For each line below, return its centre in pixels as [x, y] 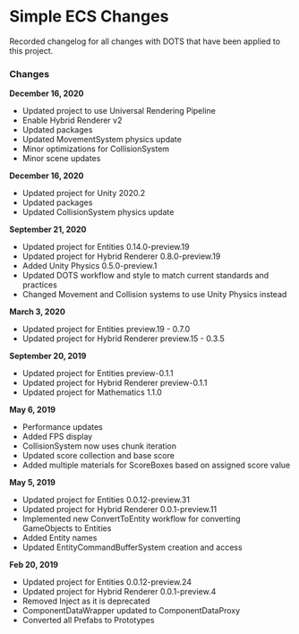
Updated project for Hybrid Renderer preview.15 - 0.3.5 [124, 338]
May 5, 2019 [33, 483]
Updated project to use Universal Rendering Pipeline [119, 111]
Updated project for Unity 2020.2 [84, 193]
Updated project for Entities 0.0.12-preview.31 [106, 500]
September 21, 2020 [48, 229]
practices [40, 285]
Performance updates [62, 427]
